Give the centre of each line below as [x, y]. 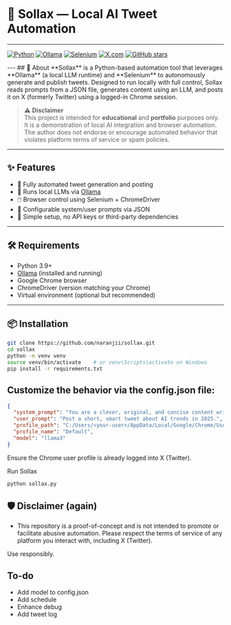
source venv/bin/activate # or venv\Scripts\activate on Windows [107, 362]
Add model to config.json [53, 593]
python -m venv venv [37, 356]
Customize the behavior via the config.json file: [111, 390]
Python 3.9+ [35, 265]
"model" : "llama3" [40, 438]
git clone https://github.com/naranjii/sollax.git [81, 343]
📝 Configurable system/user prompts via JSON [83, 209]
